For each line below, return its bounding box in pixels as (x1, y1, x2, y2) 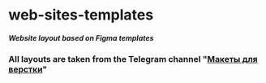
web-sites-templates (8, 6, 154, 24)
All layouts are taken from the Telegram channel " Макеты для (8, 54, 258, 65)
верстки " (8, 63, 47, 75)
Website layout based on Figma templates (8, 33, 154, 42)
